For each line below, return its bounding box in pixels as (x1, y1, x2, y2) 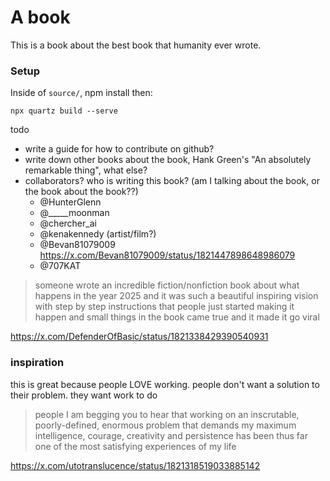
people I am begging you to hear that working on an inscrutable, (34, 408, 300, 420)
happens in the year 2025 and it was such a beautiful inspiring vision (34, 290, 319, 302)
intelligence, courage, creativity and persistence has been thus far (34, 429, 308, 441)
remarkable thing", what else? (24, 164, 148, 176)
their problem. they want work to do (10, 389, 158, 401)
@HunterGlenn (39, 196, 102, 208)
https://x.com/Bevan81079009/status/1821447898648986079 (39, 249, 296, 261)
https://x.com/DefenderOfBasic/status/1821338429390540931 (10, 331, 269, 343)
